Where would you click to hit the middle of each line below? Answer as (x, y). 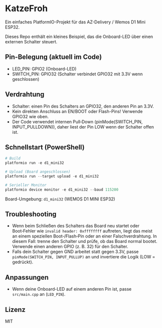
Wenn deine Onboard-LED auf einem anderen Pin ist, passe (72, 289)
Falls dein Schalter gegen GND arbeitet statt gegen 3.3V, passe (75, 252)
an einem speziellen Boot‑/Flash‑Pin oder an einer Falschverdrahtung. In (84, 236)
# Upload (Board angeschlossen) (38, 172)
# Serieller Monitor (26, 185)
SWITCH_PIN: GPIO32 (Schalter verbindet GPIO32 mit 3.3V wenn (77, 74)
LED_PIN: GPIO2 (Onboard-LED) (44, 69)
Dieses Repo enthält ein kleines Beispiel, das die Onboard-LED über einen (79, 36)
